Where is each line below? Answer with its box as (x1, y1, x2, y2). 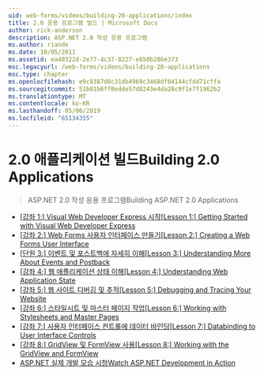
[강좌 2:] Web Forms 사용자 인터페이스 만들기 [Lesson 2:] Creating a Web (19, 230, 251, 239)
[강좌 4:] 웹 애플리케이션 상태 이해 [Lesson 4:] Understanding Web (19, 266, 228, 276)
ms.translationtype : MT (8, 92, 87, 100)
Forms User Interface (19, 238, 89, 249)
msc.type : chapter (8, 70, 69, 78)
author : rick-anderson (8, 26, 83, 34)
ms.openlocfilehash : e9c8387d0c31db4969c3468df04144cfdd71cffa (8, 77, 221, 85)
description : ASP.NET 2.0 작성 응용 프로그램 (8, 33, 148, 42)
